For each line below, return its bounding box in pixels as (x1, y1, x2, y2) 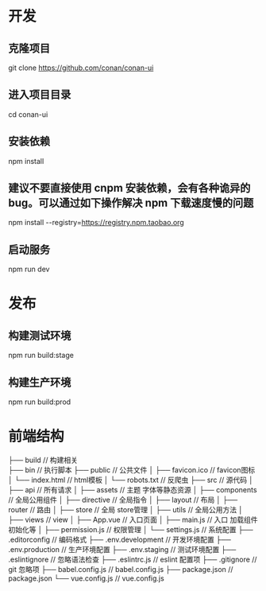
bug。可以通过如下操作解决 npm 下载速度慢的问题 (8, 196, 254, 210)
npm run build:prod (8, 397, 71, 406)
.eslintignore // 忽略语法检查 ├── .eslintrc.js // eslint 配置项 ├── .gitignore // (8, 554, 257, 564)
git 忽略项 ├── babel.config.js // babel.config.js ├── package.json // (8, 565, 233, 574)
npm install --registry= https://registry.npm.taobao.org (8, 218, 184, 227)
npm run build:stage (8, 351, 74, 360)
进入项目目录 (8, 88, 71, 102)
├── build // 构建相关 (8, 455, 78, 465)
